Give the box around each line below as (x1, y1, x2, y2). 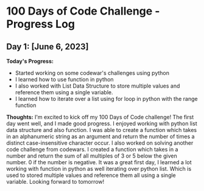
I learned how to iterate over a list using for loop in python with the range (15, 95, 198, 102)
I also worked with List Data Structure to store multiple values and (15, 82, 180, 89)
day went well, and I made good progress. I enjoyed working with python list (6, 120, 197, 127)
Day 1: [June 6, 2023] (6, 41, 89, 52)
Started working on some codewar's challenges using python (15, 69, 169, 77)
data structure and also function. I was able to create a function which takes (6, 127, 197, 133)
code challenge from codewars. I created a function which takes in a (6, 146, 178, 153)
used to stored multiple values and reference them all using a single (6, 172, 177, 179)
